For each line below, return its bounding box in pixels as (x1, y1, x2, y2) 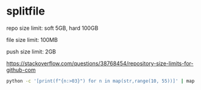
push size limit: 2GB (6, 47, 56, 55)
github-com (6, 66, 36, 74)
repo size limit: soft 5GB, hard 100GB (6, 24, 99, 32)
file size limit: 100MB (6, 36, 58, 43)
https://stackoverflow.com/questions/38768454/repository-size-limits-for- (6, 60, 194, 67)
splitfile (6, 4, 46, 18)
